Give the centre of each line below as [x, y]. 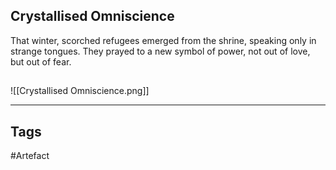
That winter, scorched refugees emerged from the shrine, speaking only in [163, 40]
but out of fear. [41, 61]
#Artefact [30, 156]
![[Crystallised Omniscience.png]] [80, 91]
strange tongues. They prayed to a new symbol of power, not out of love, [160, 51]
